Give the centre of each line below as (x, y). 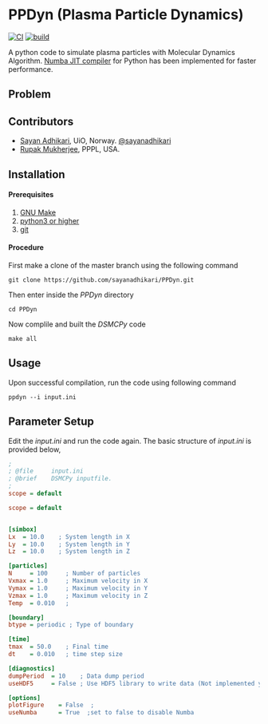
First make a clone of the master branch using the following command (123, 265)
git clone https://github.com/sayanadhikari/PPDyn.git (101, 280)
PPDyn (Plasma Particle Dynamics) (126, 15)
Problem (30, 95)
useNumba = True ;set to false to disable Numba (101, 713)
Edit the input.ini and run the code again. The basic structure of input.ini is (130, 441)
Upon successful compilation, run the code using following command (122, 382)
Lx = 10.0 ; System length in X (69, 536)
